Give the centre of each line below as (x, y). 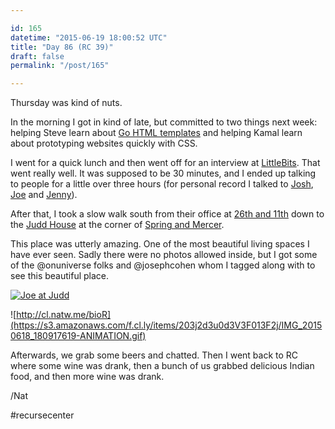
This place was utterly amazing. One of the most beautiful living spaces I (160, 244)
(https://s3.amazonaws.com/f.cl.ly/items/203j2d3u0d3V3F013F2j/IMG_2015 (166, 325)
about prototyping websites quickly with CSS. (104, 143)
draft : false (37, 56)
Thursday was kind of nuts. (66, 103)
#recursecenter (42, 415)
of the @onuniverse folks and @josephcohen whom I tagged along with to (163, 265)
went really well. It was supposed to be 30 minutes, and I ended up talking (163, 173)
